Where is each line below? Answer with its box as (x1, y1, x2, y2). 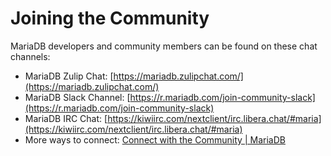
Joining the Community (10, 7, 210, 30)
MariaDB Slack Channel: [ (24, 91, 131, 103)
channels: (10, 50, 51, 62)
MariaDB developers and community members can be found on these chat (10, 40, 318, 52)
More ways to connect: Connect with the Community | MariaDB (24, 133, 286, 146)
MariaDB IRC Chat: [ (24, 112, 108, 124)
